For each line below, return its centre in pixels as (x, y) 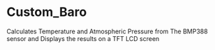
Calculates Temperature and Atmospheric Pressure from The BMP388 (107, 31)
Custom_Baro (47, 12)
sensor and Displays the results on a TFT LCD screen (83, 38)
